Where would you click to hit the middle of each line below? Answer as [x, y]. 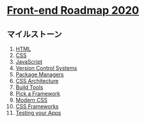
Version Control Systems [46, 68]
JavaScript [29, 62]
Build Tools [29, 87]
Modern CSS [31, 100]
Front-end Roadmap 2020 [73, 11]
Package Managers [39, 75]
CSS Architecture [37, 81]
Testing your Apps [38, 113]
